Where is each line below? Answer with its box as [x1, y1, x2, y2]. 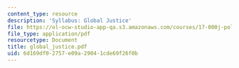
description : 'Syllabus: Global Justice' [7, 17, 132, 24]
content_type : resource [7, 10, 78, 18]
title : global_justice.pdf [7, 43, 87, 50]
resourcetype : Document [7, 37, 78, 44]
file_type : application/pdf [7, 30, 91, 38]
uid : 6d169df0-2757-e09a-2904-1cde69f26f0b [7, 50, 139, 57]
